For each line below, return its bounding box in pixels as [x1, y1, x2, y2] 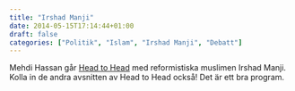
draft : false [9, 29, 58, 38]
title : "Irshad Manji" [9, 12, 94, 22]
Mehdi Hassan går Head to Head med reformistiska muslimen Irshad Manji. [9, 62, 287, 73]
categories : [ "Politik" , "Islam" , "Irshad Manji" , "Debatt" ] [9, 37, 243, 47]
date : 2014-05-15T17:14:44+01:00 [9, 21, 134, 30]
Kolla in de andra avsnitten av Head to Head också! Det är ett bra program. [9, 72, 285, 83]
